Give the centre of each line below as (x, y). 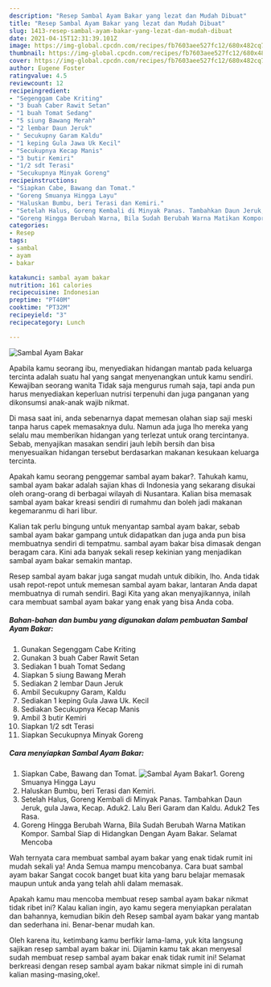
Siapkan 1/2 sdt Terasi (57, 726)
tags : (18, 241)
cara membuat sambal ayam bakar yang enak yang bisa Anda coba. (121, 602)
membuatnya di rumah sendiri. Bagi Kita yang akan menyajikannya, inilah (130, 593)
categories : (29, 226)
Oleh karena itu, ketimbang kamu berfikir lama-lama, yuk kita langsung (126, 940)
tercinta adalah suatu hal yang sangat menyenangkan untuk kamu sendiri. (131, 376)
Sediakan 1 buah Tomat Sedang (73, 666)
